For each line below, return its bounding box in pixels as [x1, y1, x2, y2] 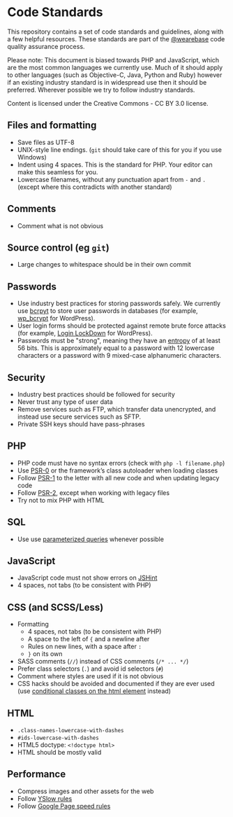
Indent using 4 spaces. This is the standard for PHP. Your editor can [17, 160, 213, 169]
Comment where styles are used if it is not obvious [17, 672, 164, 680]
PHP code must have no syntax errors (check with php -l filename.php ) [17, 459, 225, 467]
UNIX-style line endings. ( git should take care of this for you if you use [17, 145, 222, 154]
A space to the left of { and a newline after [27, 635, 150, 643]
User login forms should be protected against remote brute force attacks [17, 321, 227, 330]
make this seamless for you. [17, 167, 98, 176]
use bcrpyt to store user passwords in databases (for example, [17, 307, 198, 315]
